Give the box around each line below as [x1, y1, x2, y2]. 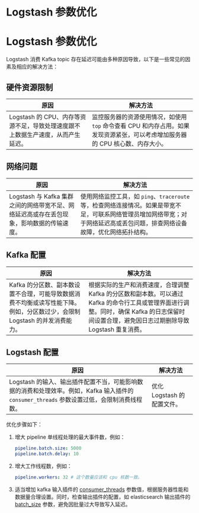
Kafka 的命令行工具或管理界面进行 [88, 298, 184, 307]
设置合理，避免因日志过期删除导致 [94, 316, 190, 325]
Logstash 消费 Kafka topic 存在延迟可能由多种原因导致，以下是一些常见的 [6, 56, 185, 63]
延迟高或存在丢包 [15, 210, 63, 218]
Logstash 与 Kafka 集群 [9, 192, 74, 200]
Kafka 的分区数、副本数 [9, 281, 75, 289]
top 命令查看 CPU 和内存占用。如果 [91, 121, 190, 130]
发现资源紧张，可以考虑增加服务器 [91, 130, 187, 139]
